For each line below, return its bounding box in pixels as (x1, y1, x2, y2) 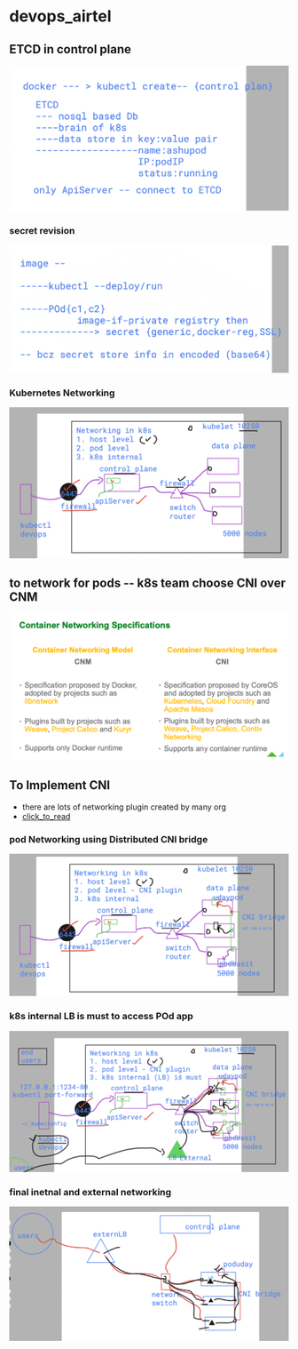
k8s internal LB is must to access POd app (9, 1010, 193, 1023)
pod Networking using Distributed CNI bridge (9, 833, 208, 845)
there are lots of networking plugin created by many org (21, 802, 227, 812)
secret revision (9, 225, 75, 237)
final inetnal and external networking (9, 1185, 172, 1198)
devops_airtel (9, 6, 112, 27)
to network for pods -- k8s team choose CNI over (9, 576, 286, 591)
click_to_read (21, 810, 71, 821)
